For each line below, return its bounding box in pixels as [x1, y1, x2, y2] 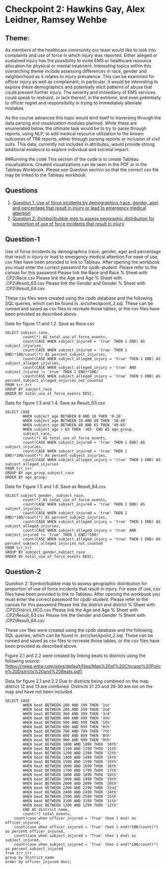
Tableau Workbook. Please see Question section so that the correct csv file [5, 167, 159, 173]
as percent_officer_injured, [5, 829, 65, 834]
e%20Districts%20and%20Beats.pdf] [5, 669, 83, 675]
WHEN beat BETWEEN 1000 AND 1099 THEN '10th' [23, 742, 119, 747]
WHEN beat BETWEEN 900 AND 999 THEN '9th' [23, 738, 112, 743]
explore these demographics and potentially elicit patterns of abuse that [5, 84, 152, 90]
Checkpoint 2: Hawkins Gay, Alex [5, 3, 145, 15]
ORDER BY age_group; [5, 475, 48, 480]
